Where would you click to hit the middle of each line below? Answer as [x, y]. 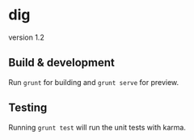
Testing [28, 108]
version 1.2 [26, 37]
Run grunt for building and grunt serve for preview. [94, 82]
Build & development [61, 63]
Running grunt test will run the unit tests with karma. [97, 127]
